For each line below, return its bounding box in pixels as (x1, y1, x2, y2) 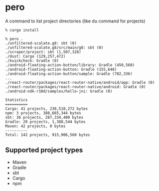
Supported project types (5, 146, 83, 155)
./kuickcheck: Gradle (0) (5, 58, 59, 63)
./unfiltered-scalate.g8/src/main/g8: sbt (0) (5, 45, 104, 50)
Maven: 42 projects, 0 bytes (5, 124, 66, 129)
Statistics (5, 97, 28, 102)
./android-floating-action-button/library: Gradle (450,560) (5, 62, 135, 67)
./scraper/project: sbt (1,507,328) (5, 49, 81, 54)
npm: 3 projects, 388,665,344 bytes (5, 110, 81, 116)
